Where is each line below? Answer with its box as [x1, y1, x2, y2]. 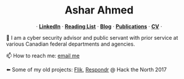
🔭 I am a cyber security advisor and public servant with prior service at [6, 34, 179, 41]
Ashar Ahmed [64, 4, 134, 17]
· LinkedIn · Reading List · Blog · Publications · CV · [36, 23, 162, 30]
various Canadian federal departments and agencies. [6, 40, 136, 47]
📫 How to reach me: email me [6, 52, 80, 59]
